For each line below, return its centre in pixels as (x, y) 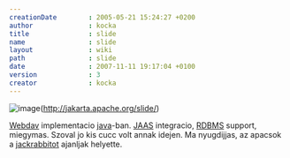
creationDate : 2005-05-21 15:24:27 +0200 (103, 17)
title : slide (63, 34)
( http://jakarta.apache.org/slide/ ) (100, 108)
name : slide (63, 42)
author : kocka (63, 26)
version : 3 (55, 75)
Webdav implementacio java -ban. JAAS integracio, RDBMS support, (133, 125)
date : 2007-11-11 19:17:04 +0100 (103, 67)
